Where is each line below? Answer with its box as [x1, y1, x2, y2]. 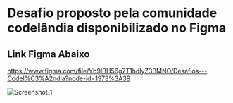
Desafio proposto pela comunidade [7, 5, 218, 21]
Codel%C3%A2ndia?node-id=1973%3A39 [7, 74, 131, 83]
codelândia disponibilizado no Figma [7, 20, 227, 36]
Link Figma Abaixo [7, 48, 90, 60]
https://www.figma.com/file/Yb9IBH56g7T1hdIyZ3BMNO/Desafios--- [7, 67, 208, 75]
